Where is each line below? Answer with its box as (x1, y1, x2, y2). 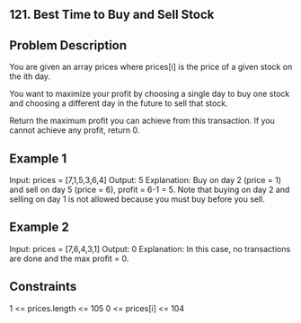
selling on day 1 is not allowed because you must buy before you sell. (9, 194, 265, 205)
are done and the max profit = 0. (9, 253, 129, 264)
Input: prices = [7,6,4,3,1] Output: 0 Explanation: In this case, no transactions (9, 243, 291, 254)
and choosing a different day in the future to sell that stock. (9, 98, 228, 109)
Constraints (9, 279, 77, 294)
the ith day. (9, 71, 51, 82)
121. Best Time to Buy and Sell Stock (9, 7, 215, 22)
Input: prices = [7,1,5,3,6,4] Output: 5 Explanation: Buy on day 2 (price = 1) (9, 175, 281, 186)
